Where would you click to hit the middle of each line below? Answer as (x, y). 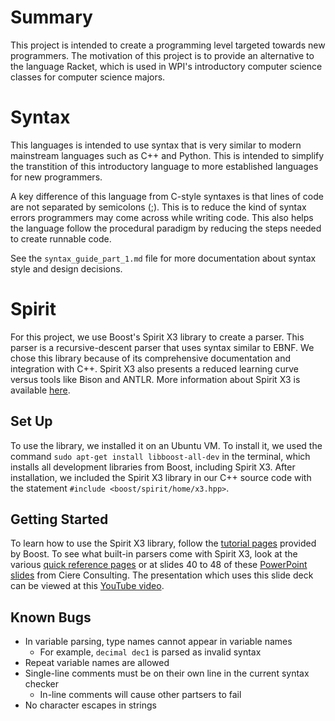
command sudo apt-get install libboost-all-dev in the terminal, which (160, 456)
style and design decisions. (66, 268)
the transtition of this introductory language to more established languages (164, 166)
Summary (51, 17)
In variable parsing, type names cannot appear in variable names (158, 642)
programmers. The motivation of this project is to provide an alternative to (162, 55)
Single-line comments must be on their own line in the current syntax (167, 673)
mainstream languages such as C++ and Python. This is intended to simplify (167, 155)
